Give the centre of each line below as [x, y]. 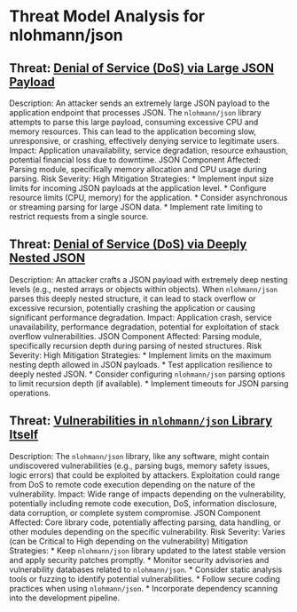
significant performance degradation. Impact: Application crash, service [141, 317]
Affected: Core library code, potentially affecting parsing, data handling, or [145, 522]
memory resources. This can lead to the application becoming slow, [133, 131]
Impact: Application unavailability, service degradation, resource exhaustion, [148, 150]
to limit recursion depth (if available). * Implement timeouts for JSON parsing [149, 383]
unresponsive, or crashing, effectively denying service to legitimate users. [144, 141]
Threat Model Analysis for [107, 16]
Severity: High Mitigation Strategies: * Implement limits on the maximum [141, 355]
